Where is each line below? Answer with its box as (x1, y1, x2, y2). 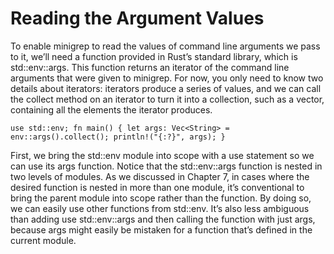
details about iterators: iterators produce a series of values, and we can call (10, 82, 322, 94)
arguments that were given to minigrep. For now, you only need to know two (10, 72, 324, 84)
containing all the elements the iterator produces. (10, 103, 213, 116)
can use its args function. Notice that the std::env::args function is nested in (10, 160, 323, 172)
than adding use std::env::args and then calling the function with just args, (10, 213, 316, 225)
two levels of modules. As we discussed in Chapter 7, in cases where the (10, 170, 310, 182)
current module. (10, 234, 77, 246)
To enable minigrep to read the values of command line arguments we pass (10, 40, 321, 52)
